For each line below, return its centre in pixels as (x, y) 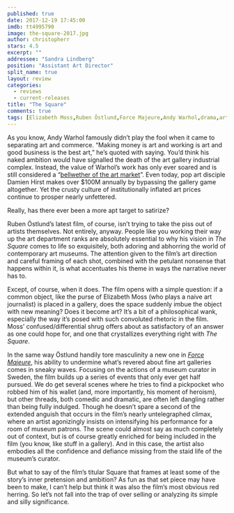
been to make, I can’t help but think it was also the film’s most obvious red (113, 486)
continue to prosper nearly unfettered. (62, 197)
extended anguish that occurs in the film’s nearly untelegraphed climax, (110, 414)
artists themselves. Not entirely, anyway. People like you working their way (114, 231)
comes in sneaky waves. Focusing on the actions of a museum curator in (112, 369)
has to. (17, 276)
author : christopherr (39, 40)
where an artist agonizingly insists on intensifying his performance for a (110, 421)
